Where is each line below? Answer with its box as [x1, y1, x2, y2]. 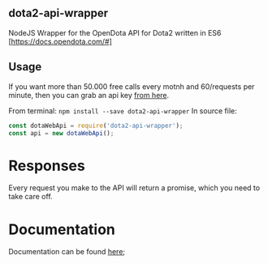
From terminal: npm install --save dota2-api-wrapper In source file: [8, 105, 237, 116]
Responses [8, 156, 85, 175]
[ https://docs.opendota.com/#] [8, 36, 112, 46]
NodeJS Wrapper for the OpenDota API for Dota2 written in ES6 [8, 28, 222, 37]
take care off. [8, 192, 53, 202]
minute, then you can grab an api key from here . [8, 90, 170, 100]
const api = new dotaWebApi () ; [8, 129, 115, 137]
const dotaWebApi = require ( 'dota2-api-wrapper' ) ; [8, 121, 184, 130]
